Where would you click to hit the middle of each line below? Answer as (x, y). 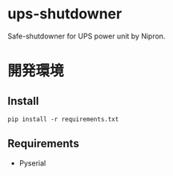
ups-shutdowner (65, 14)
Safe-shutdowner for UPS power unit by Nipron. (86, 36)
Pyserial (32, 163)
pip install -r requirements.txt (63, 119)
